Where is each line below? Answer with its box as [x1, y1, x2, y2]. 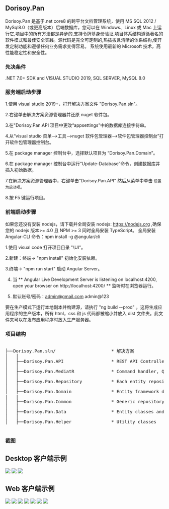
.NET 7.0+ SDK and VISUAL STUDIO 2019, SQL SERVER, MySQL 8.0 [5, 75, 145, 81]
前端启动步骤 [5, 208, 37, 215]
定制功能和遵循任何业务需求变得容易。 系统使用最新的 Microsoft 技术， [9, 43, 157, 49]
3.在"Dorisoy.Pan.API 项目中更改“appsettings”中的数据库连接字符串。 [5, 122, 149, 128]
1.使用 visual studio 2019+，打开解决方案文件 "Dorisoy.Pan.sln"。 [5, 101, 140, 107]
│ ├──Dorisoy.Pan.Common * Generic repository [5, 399, 164, 404]
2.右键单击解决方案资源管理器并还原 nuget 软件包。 [5, 112, 112, 118]
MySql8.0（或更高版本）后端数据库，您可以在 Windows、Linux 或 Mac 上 [5, 24, 157, 30]
